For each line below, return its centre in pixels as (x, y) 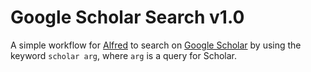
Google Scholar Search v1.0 (127, 17)
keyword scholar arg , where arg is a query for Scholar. (124, 55)
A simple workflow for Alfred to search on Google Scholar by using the (156, 45)
